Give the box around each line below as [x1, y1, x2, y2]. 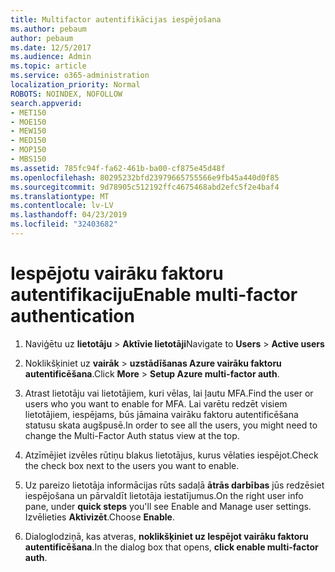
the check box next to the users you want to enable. [24, 459, 240, 471]
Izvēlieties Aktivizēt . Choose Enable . [24, 511, 175, 523]
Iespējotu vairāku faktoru [10, 262, 224, 285]
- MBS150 [10, 154, 47, 164]
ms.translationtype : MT [10, 191, 110, 201]
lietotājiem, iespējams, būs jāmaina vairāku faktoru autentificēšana [24, 408, 299, 420]
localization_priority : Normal [10, 80, 141, 90]
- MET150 [10, 107, 47, 118]
